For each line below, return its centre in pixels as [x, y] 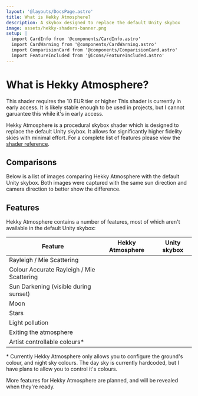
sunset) [20, 294]
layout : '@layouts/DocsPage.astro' [50, 12]
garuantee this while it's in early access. [55, 113]
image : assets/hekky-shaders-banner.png [57, 28]
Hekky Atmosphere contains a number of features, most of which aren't [93, 222]
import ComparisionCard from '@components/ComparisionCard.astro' [95, 50]
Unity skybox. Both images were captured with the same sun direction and [97, 183]
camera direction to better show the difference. [63, 189]
